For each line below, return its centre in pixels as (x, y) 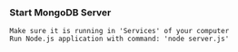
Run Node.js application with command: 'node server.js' (119, 39)
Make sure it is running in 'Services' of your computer (119, 31)
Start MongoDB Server (60, 13)
